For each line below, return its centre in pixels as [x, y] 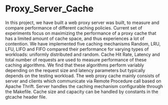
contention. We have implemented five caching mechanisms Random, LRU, [83, 43]
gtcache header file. [26, 97]
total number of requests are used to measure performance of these [76, 59]
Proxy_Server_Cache [50, 9]
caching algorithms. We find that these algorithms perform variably [75, 65]
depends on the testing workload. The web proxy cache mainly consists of [82, 75]
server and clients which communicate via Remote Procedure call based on [83, 81]
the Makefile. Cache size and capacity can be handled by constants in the [82, 91]
